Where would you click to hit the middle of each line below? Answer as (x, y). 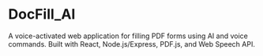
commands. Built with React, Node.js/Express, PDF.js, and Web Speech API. (131, 44)
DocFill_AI (42, 14)
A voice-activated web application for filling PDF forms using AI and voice (128, 36)
